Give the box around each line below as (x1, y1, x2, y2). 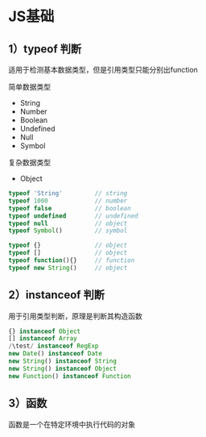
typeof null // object (8, 219, 128, 227)
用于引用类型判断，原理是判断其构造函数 (8, 311, 142, 321)
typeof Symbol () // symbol (8, 227, 128, 235)
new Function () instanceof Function (8, 372, 131, 380)
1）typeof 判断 (8, 42, 82, 56)
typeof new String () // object (8, 264, 128, 272)
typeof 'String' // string (8, 189, 128, 198)
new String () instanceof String (8, 357, 117, 365)
